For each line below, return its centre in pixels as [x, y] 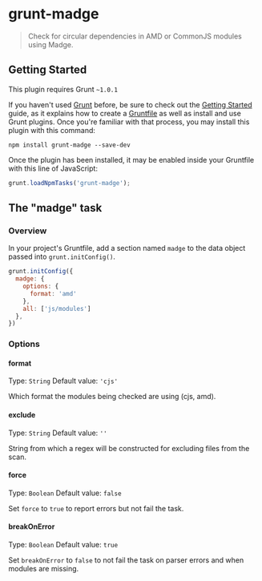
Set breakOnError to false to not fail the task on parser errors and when [126, 560]
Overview [28, 231]
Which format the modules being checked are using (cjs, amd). [112, 397]
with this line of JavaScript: [53, 168]
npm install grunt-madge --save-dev [69, 145]
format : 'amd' [53, 293]
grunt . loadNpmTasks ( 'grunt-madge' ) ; [69, 183]
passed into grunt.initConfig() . [62, 256]
